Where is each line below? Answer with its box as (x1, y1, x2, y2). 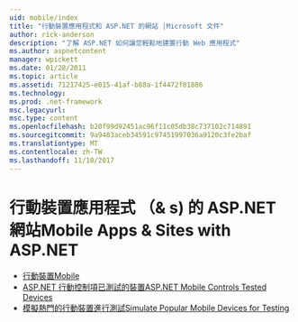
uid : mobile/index (9, 13, 78, 23)
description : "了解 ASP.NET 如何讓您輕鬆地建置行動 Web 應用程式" (9, 38, 240, 48)
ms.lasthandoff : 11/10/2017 (9, 155, 115, 165)
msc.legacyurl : (9, 106, 67, 115)
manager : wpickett (9, 55, 78, 64)
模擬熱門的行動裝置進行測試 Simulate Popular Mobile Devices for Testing (22, 303, 290, 314)
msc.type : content (9, 114, 78, 123)
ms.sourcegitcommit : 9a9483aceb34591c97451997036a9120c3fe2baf (9, 131, 252, 140)
